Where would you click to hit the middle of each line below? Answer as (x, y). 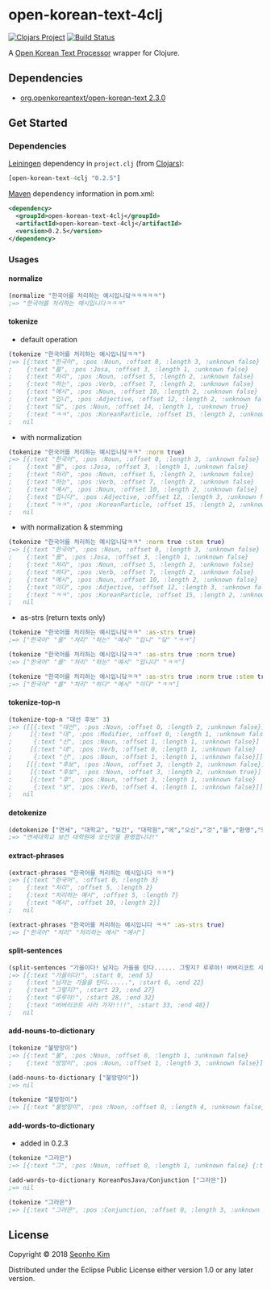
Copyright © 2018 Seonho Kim (59, 1254)
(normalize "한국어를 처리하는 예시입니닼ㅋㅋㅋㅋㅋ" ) (87, 295)
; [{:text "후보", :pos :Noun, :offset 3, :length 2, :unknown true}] (135, 772)
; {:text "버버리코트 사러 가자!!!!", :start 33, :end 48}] (109, 1005)
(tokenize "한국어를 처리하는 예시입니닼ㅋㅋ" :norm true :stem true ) (117, 542)
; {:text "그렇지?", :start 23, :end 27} (82, 991)
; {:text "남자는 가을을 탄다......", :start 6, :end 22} (106, 982)
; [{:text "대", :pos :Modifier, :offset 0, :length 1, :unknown (127, 735)
